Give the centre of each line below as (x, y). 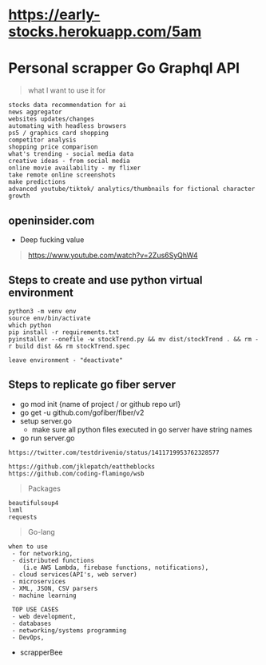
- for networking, (42, 553)
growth (19, 196)
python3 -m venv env (43, 311)
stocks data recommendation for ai (67, 106)
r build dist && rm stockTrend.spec (69, 346)
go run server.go (47, 438)
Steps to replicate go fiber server (92, 385)
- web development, (44, 616)
